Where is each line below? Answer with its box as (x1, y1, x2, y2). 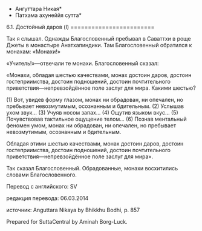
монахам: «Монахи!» (6, 48, 60, 55)
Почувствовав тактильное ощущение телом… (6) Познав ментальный (6, 115, 187, 122)
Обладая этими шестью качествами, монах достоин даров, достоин (6, 140, 184, 147)
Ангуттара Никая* (15, 5, 62, 12)
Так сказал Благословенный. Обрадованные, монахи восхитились (6, 165, 178, 172)
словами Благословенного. (6, 171, 77, 178)
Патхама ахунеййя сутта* (15, 12, 82, 19)
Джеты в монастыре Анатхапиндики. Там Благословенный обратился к (6, 42, 192, 49)
